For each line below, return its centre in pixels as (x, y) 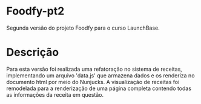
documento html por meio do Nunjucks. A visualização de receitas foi (93, 82)
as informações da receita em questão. (55, 94)
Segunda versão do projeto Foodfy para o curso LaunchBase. (83, 28)
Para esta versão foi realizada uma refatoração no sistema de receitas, (94, 69)
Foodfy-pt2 (35, 11)
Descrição (33, 52)
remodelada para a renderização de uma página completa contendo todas (99, 88)
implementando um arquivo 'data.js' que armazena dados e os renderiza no (100, 75)
